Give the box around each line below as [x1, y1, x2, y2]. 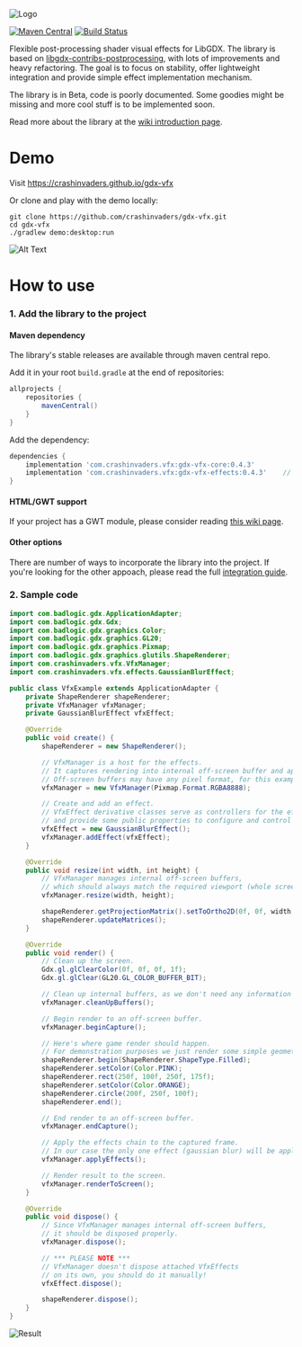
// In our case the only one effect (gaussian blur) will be [41, 1146, 276, 1155]
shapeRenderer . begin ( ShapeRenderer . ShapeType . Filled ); [41, 1056, 252, 1065]
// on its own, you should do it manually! [41, 1271, 207, 1280]
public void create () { [25, 734, 115, 743]
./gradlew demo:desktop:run [9, 227, 115, 237]
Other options [9, 536, 63, 548]
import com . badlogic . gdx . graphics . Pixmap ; [9, 643, 171, 652]
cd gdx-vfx [9, 220, 50, 229]
